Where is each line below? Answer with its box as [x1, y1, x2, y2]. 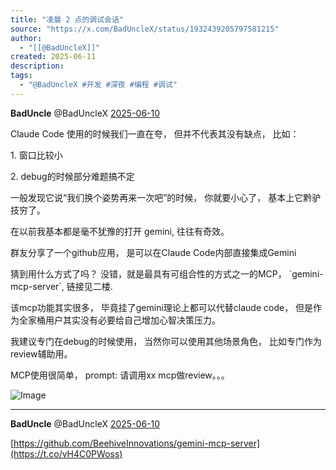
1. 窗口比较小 [10, 149, 63, 161]
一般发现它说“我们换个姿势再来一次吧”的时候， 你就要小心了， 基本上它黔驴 [10, 191, 322, 203]
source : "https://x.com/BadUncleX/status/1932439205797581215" [10, 24, 280, 34]
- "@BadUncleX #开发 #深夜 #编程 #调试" [19, 80, 178, 90]
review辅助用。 [10, 347, 73, 360]
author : [10, 33, 43, 43]
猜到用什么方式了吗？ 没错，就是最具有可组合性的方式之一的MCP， [10, 267, 287, 280]
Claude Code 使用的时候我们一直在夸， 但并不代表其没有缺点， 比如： [10, 127, 300, 140]
